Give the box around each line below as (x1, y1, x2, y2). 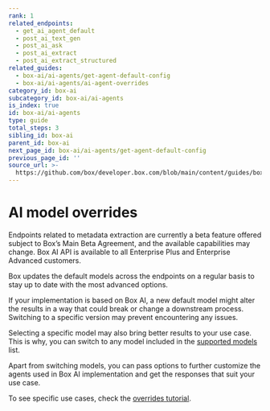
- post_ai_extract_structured (15, 57, 117, 65)
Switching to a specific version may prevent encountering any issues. (8, 312, 239, 322)
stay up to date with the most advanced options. (8, 279, 169, 290)
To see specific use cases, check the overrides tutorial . (8, 393, 191, 403)
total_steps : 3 (8, 124, 59, 132)
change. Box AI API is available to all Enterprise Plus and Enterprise (8, 247, 231, 257)
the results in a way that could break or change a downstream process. (8, 303, 243, 314)
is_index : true (8, 101, 59, 109)
